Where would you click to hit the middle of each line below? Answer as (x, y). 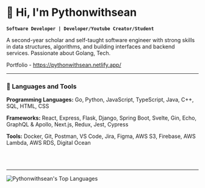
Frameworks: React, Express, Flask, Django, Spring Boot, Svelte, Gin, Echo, (102, 118)
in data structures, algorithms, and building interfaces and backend (91, 46)
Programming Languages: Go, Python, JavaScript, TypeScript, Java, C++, (100, 99)
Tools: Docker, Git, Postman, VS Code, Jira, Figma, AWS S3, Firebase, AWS (101, 136)
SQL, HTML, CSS (28, 106)
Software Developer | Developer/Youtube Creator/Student (80, 29)
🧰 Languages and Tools (41, 86)
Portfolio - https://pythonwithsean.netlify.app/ (64, 65)
